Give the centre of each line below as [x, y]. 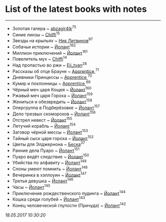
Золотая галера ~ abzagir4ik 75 [44, 28]
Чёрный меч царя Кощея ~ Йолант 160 [52, 89]
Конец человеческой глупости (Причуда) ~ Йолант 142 [69, 205]
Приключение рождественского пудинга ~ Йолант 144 [69, 193]
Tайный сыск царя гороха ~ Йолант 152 [53, 138]
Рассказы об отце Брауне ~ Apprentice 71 [56, 71]
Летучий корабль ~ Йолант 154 [44, 126]
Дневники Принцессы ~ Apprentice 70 [52, 77]
